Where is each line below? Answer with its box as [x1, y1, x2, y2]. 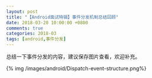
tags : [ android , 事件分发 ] [6, 36, 67, 42]
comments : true [6, 25, 44, 31]
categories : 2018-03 [6, 31, 57, 37]
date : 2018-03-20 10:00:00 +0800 [6, 19, 88, 25]
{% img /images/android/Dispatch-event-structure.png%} [6, 65, 147, 71]
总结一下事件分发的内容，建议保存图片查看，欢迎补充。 [6, 53, 140, 60]
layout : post [6, 8, 38, 15]
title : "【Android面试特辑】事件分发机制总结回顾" [6, 14, 119, 20]
